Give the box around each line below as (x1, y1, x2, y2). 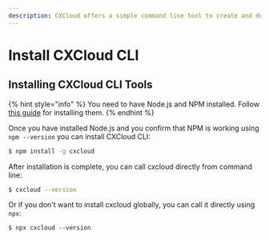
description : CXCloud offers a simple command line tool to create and (8, 11, 252, 20)
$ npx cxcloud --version (8, 224, 91, 232)
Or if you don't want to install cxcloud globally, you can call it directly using (8, 200, 255, 210)
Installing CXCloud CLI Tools (8, 78, 153, 92)
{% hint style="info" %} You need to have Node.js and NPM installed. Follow (8, 99, 260, 109)
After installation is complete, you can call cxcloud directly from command (8, 162, 253, 171)
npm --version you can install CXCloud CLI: (8, 131, 151, 141)
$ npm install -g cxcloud (8, 147, 94, 155)
